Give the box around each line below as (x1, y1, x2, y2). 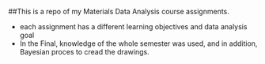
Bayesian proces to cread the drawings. (19, 47, 150, 56)
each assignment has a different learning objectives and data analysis (19, 22, 248, 31)
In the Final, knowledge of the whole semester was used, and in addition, (19, 39, 258, 48)
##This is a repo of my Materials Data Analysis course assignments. (8, 7, 229, 16)
